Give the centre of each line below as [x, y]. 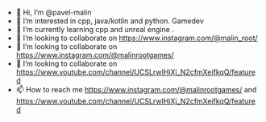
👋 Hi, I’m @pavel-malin [54, 12]
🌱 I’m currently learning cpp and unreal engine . [95, 29]
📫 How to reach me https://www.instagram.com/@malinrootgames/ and [136, 89]
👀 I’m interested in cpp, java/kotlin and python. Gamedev [110, 21]
